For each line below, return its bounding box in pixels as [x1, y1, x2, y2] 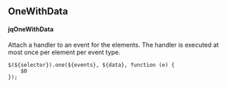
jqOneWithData [8, 24, 54, 33]
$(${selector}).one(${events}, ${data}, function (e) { [8, 61, 175, 68]
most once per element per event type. [8, 48, 121, 56]
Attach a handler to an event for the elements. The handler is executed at [8, 40, 220, 49]
